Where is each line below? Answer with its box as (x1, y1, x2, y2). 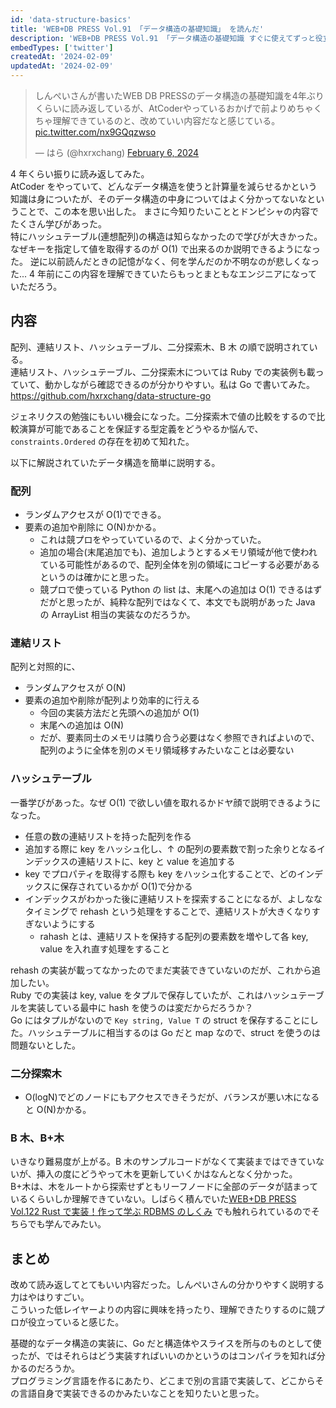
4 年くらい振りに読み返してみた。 (10, 168, 150, 180)
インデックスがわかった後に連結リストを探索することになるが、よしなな (24, 892, 323, 905)
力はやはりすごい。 (10, 1291, 90, 1303)
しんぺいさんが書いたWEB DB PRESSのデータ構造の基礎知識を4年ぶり (34, 90, 325, 101)
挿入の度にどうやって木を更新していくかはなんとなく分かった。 (36, 1168, 298, 1180)
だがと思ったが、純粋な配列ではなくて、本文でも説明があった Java (39, 596, 316, 608)
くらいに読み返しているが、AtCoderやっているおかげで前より (34, 102, 288, 114)
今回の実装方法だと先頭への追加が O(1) (39, 707, 200, 719)
